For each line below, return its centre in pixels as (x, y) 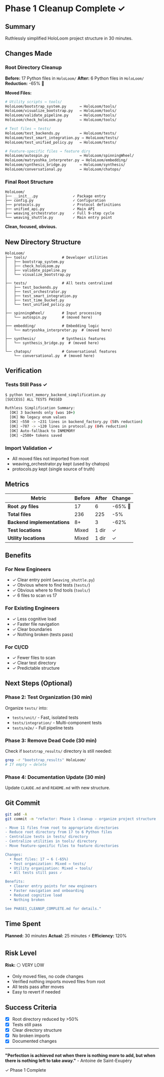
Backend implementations (39, 522)
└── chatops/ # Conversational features (61, 352)
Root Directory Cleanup (33, 67)
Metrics (17, 484)
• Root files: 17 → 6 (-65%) (39, 859)
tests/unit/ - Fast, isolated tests (45, 717)
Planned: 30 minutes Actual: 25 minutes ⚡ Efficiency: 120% (66, 936)
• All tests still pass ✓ (36, 873)
